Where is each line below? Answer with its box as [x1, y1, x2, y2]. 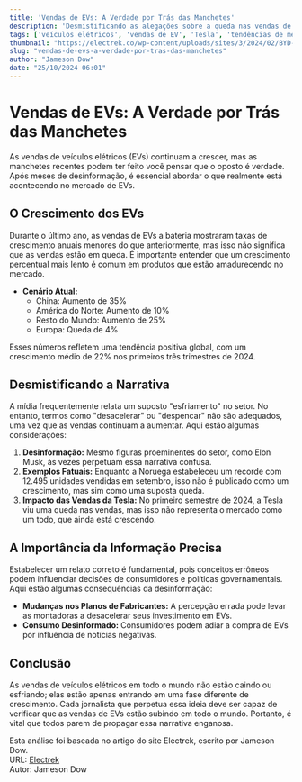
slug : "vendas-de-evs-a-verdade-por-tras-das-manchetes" [9, 47, 227, 56]
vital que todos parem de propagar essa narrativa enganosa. [9, 718, 234, 729]
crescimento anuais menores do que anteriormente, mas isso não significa [9, 240, 286, 250]
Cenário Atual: [22, 286, 78, 296]
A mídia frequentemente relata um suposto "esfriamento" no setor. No [9, 401, 269, 412]
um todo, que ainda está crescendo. [22, 514, 156, 525]
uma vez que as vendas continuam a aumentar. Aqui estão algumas [9, 420, 260, 431]
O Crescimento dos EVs [9, 206, 145, 222]
